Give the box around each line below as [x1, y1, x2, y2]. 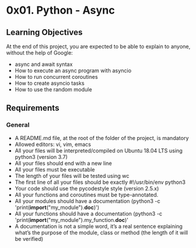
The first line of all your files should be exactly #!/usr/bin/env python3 [14, 179, 186, 186]
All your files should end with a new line [14, 160, 112, 167]
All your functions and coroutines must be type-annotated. [14, 191, 159, 198]
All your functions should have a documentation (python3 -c [14, 210, 163, 217]
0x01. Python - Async [6, 4, 115, 17]
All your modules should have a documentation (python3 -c [14, 197, 160, 205]
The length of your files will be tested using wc [14, 172, 129, 179]
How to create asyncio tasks [14, 80, 85, 87]
